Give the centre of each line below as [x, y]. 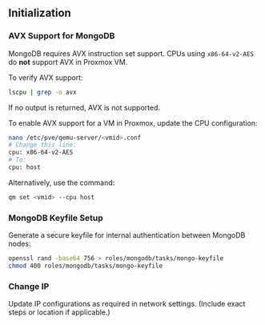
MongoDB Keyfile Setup [56, 218]
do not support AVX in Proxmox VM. [68, 62]
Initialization [40, 13]
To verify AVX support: [46, 77]
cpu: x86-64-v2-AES [41, 152]
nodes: [20, 244]
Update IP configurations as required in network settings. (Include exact [127, 304]
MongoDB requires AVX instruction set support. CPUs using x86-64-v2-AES [131, 53]
